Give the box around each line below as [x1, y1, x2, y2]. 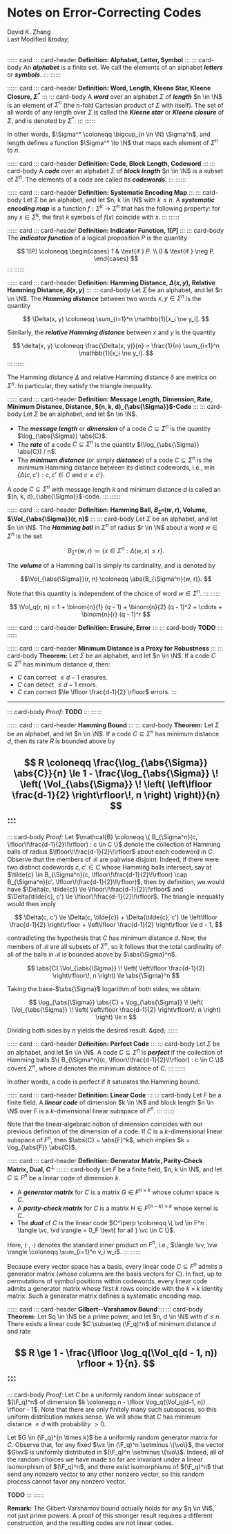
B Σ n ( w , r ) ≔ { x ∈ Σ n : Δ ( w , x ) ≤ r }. [68, 545, 164, 557]
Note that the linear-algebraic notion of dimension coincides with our [7, 1120, 203, 1129]
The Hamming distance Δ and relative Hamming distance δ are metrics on [7, 373, 217, 381]
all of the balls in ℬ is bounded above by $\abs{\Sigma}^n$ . [7, 950, 177, 959]
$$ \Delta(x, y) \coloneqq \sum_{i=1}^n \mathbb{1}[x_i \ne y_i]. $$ [23, 315, 209, 323]
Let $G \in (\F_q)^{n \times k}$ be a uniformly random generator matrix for [7, 1433, 218, 1441]
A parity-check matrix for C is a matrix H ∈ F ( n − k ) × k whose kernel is [17, 1203, 219, 1212]
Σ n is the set [7, 530, 43, 540]
